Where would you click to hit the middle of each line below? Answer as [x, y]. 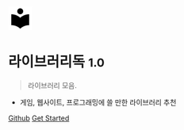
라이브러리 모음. [52, 85]
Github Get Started [39, 118]
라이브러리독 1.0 [57, 62]
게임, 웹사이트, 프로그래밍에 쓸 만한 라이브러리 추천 [98, 102]
